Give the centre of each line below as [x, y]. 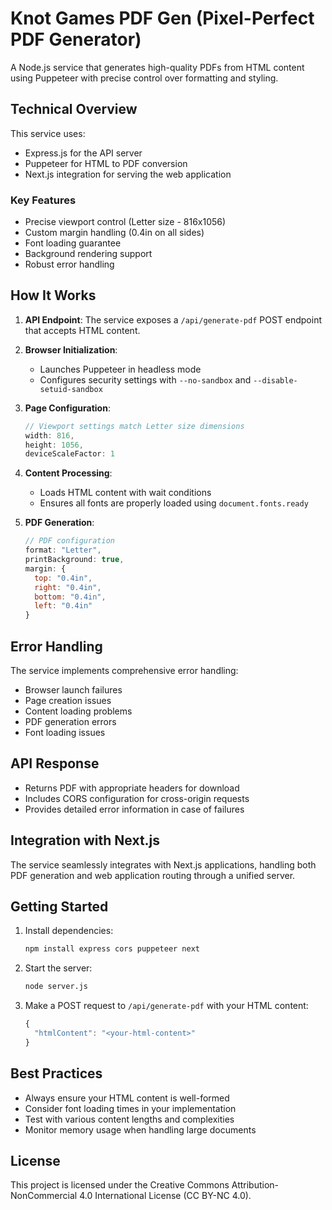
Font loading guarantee [73, 243]
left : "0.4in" [63, 606]
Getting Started [59, 907]
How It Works [53, 295]
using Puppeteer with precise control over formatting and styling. [144, 78]
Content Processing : [68, 473]
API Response [55, 763]
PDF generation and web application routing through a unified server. [153, 875]
